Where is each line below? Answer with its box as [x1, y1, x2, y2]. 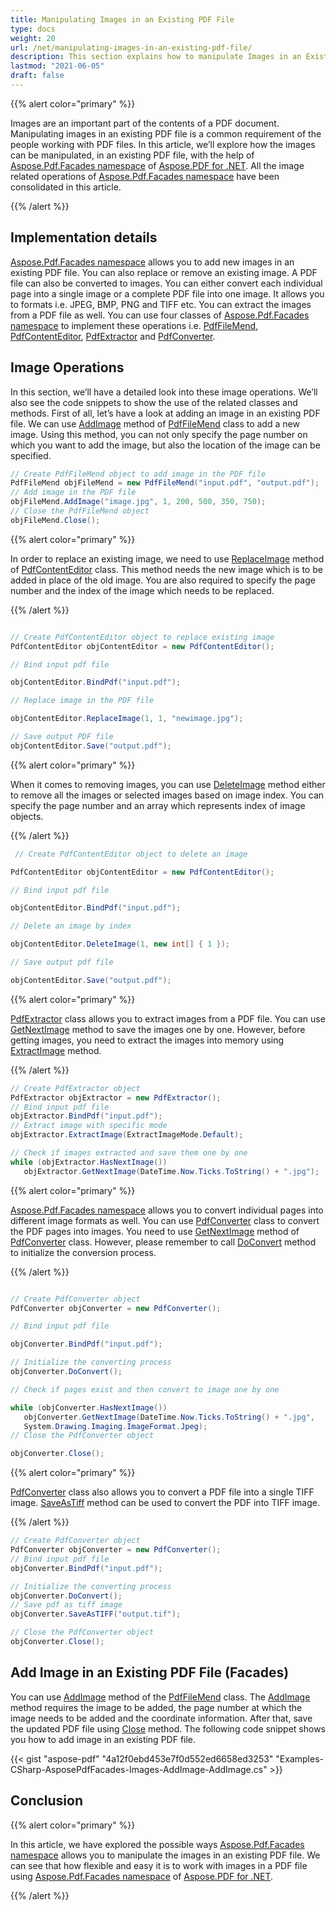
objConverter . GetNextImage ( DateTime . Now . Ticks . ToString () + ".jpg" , [23, 1412, 315, 1422]
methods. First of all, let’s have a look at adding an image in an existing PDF [10, 407, 321, 419]
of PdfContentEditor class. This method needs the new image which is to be [10, 563, 323, 575]
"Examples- [275, 1752, 324, 1765]
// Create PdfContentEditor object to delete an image [14, 849, 248, 859]
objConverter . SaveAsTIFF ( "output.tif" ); [10, 1609, 182, 1620]
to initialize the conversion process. [10, 1246, 157, 1258]
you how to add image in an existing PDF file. [10, 1733, 197, 1745]
